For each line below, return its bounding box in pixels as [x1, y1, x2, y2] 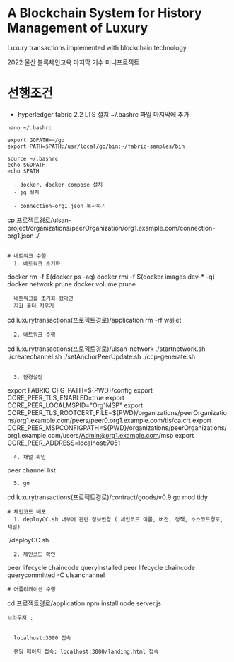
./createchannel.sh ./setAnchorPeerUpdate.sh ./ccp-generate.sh [7, 352, 196, 361]
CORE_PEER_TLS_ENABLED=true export [7, 393, 125, 402]
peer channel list [7, 465, 57, 475]
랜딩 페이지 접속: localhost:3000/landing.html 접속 [13, 648, 159, 655]
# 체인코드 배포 [7, 508, 47, 516]
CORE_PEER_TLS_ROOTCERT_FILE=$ [7, 408, 117, 417]
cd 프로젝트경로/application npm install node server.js [7, 599, 161, 608]
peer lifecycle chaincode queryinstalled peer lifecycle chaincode [7, 563, 196, 571]
